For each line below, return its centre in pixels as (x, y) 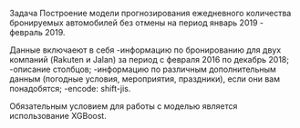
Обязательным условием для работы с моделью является (124, 106)
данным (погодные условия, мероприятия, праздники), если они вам (145, 79)
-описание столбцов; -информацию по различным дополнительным (143, 69)
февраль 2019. (37, 32)
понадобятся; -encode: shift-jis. (70, 89)
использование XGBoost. (58, 116)
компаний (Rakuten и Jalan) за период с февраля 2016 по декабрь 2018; (150, 59)
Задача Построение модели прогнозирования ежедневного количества (150, 13)
